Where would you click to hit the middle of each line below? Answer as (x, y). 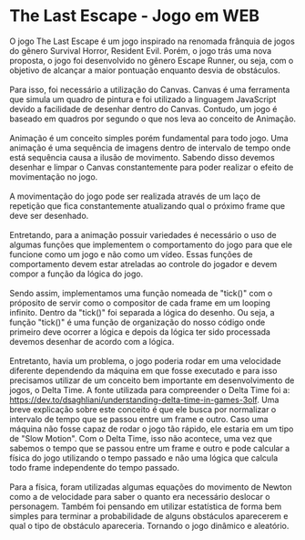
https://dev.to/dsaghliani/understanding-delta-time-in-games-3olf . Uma (144, 400)
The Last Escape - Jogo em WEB (134, 16)
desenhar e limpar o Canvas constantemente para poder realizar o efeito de (152, 167)
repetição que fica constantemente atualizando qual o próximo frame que (147, 205)
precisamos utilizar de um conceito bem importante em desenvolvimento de (152, 380)
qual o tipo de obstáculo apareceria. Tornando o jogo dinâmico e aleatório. (149, 525)
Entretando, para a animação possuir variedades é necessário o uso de (143, 234)
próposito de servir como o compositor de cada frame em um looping (140, 303)
